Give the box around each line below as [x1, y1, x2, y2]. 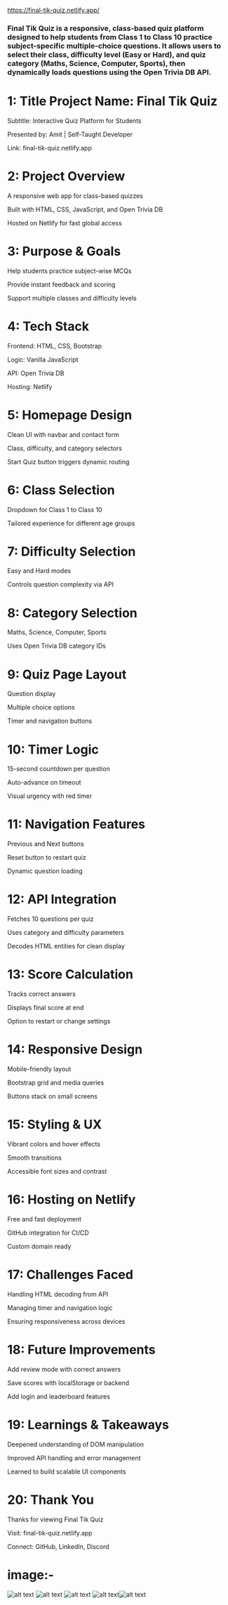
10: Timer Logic [7, 741, 100, 757]
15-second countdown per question [7, 765, 110, 773]
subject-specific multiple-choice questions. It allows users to [7, 41, 222, 51]
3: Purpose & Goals [7, 243, 121, 259]
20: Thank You [7, 1492, 95, 1507]
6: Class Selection [7, 482, 115, 498]
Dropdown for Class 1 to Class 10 [7, 505, 103, 513]
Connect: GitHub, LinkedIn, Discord [7, 1542, 110, 1551]
